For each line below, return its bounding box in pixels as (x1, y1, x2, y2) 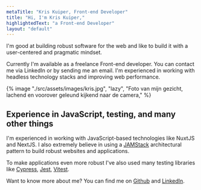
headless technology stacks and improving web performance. (6, 73, 161, 80)
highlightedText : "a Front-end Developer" (6, 20, 115, 26)
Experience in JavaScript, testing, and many (6, 109, 176, 119)
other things (6, 119, 54, 129)
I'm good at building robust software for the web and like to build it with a (6, 42, 188, 50)
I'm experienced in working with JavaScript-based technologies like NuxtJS (6, 134, 195, 142)
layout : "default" (6, 25, 53, 32)
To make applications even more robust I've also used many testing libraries (6, 159, 196, 166)
